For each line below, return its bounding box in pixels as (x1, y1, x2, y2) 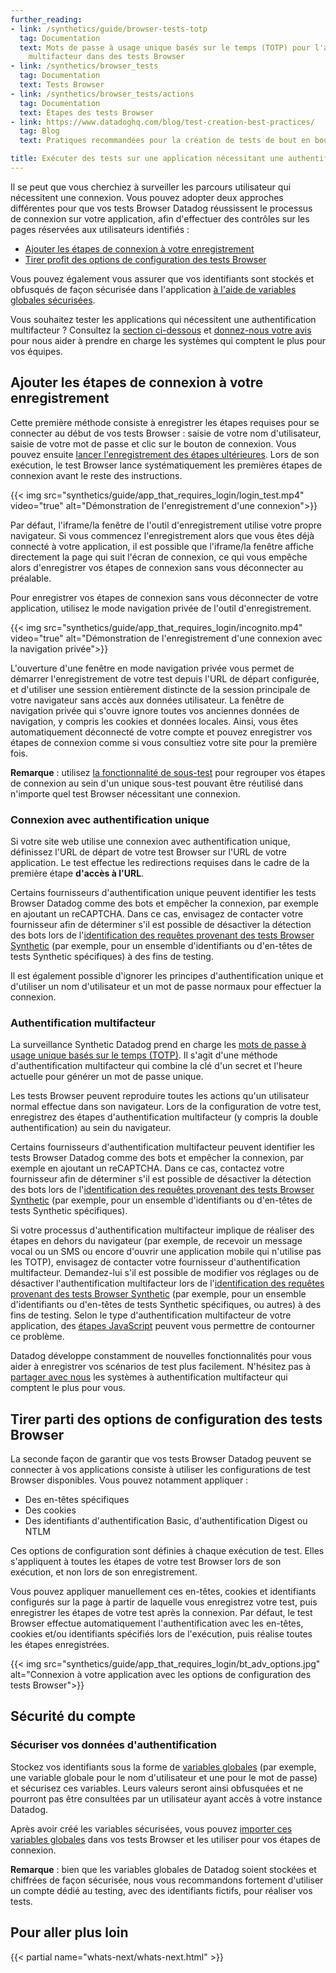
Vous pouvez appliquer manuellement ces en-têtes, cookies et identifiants (10, 1586, 317, 1598)
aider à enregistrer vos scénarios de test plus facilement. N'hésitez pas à (10, 1361, 312, 1373)
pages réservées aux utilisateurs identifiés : (10, 223, 190, 235)
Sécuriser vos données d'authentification (10, 1738, 217, 1752)
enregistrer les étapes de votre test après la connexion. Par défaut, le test (10, 1607, 313, 1619)
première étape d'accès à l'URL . (10, 867, 145, 879)
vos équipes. (10, 345, 63, 357)
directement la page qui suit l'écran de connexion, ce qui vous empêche (10, 551, 308, 563)
